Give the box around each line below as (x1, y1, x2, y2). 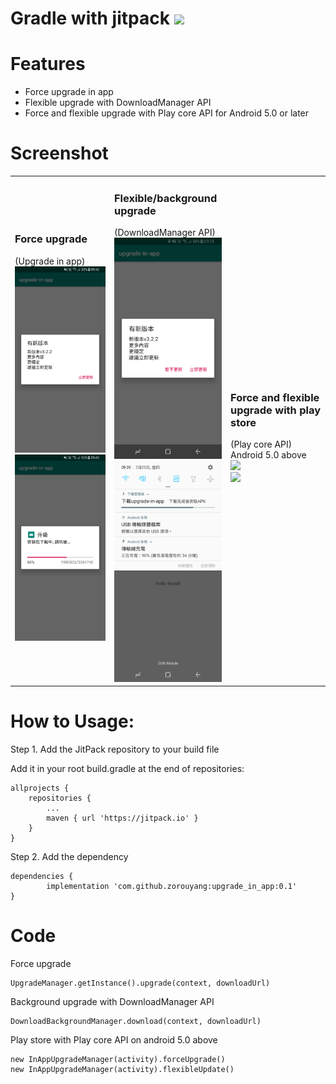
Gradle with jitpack (10, 7, 170, 30)
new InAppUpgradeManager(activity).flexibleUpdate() (10, 1064, 235, 1074)
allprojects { (10, 783, 70, 794)
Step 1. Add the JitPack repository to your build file (10, 743, 220, 756)
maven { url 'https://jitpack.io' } (46, 813, 199, 824)
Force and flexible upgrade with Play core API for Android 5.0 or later (24, 107, 310, 119)
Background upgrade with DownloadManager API (10, 995, 215, 1007)
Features (10, 53, 86, 76)
